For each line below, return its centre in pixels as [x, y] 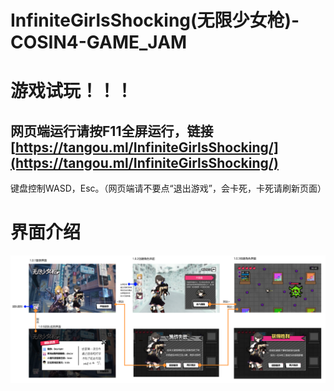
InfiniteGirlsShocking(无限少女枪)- [155, 20]
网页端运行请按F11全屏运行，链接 [112, 131]
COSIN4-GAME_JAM [99, 42]
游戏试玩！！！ [72, 91]
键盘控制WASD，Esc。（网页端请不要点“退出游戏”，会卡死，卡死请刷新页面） [168, 188]
